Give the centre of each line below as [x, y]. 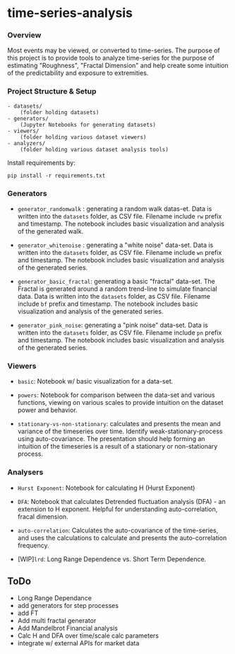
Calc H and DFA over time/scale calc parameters [88, 636]
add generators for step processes [68, 606]
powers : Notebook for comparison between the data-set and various [116, 395]
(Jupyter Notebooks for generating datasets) [88, 125]
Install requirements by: [41, 162]
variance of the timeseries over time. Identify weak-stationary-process [120, 431]
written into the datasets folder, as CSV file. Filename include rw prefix [120, 217]
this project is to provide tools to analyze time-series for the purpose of [111, 58]
